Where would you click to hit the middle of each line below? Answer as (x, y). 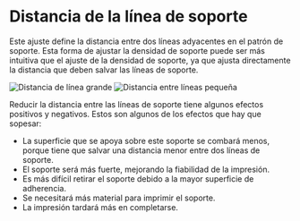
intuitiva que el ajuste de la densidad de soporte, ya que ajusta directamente (150, 60)
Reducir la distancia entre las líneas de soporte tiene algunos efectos (137, 104)
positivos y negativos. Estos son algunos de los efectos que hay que (135, 114)
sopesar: (26, 123)
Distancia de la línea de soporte (129, 17)
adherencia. (44, 188)
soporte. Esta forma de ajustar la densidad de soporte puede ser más (137, 50)
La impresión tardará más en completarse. (100, 207)
